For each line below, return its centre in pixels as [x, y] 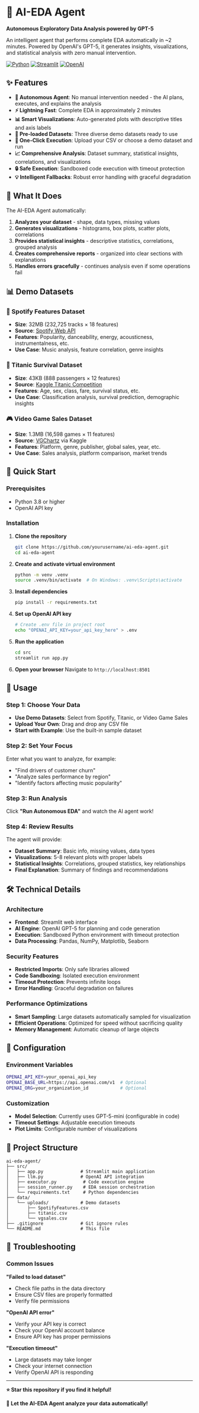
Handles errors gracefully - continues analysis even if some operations [102, 266]
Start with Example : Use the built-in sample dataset [78, 730]
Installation [23, 523]
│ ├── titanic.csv [37, 1213]
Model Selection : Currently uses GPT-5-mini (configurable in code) [97, 1116]
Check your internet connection [53, 1366]
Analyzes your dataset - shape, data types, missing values [87, 221]
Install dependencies [41, 592]
